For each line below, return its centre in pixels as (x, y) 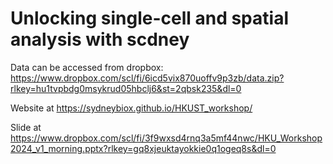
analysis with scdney (100, 39)
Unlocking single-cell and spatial (149, 18)
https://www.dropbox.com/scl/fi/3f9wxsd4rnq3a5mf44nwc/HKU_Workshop (166, 138)
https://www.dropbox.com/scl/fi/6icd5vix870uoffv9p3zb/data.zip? (147, 78)
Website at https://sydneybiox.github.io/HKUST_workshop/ (131, 108)
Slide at (26, 127)
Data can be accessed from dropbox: (87, 67)
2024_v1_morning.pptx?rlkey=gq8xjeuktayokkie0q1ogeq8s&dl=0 (143, 148)
